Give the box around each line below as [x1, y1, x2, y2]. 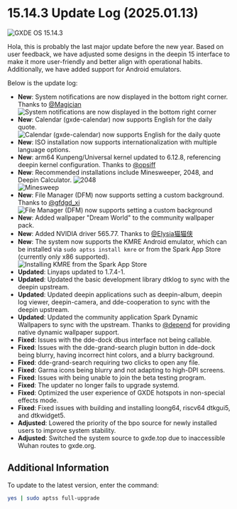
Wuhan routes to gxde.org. [17, 441, 97, 449]
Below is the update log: [7, 78, 78, 87]
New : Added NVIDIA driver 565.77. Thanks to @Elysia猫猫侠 [17, 229, 193, 237]
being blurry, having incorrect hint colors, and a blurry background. [17, 350, 215, 359]
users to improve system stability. [17, 426, 116, 434]
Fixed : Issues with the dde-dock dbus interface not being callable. [17, 336, 212, 344]
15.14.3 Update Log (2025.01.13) [7, 5, 199, 21]
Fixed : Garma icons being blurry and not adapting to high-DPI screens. [17, 365, 226, 374]
